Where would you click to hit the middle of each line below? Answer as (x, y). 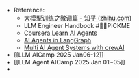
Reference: (29, 10)
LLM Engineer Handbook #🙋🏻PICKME (77, 26)
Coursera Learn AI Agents (61, 33)
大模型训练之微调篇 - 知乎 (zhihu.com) (78, 18)
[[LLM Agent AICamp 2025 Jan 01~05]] (69, 62)
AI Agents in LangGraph (58, 40)
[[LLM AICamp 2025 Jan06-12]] (59, 55)
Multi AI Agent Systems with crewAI (74, 48)
